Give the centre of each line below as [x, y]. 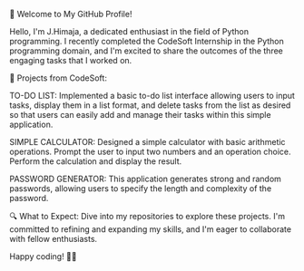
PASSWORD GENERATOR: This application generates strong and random [145, 179]
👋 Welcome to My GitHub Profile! [71, 14]
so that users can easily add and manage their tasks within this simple [140, 115]
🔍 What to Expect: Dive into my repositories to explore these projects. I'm [147, 216]
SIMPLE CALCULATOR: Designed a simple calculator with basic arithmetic [147, 142]
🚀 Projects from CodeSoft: [58, 78]
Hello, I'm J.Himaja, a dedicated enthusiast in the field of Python [129, 31]
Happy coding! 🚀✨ [43, 256]
